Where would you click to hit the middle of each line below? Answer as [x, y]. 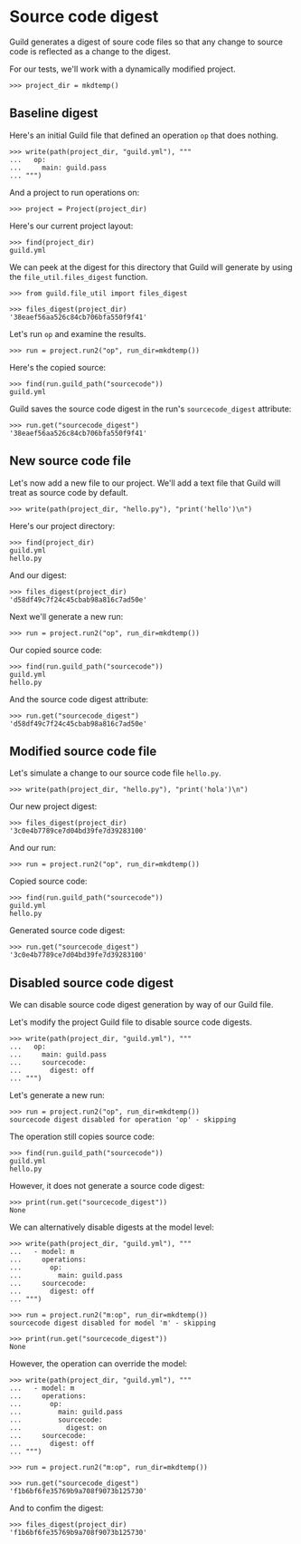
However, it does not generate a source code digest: [107, 1186]
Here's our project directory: [62, 526]
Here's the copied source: [58, 367]
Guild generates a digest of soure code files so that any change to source [146, 42]
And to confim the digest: [56, 1508]
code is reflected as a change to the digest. [90, 51]
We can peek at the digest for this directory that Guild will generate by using [151, 267]
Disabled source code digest [92, 983]
